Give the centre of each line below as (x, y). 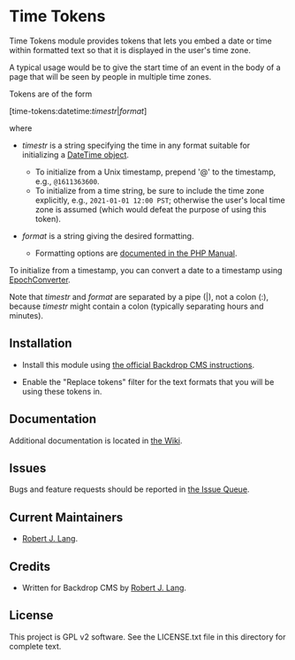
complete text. (35, 646)
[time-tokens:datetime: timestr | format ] (78, 111)
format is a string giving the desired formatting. (108, 235)
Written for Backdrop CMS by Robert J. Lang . (104, 587)
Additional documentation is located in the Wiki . (96, 441)
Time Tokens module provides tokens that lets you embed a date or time (140, 41)
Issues (28, 468)
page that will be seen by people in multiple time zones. (110, 76)
